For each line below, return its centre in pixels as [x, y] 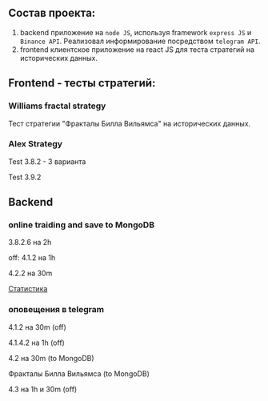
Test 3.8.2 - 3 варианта [47, 161]
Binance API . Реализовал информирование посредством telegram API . [140, 41]
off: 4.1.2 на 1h [32, 258]
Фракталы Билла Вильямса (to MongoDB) [79, 373]
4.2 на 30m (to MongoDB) [51, 358]
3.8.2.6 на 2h [30, 243]
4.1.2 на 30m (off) [37, 327]
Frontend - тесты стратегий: [82, 83]
